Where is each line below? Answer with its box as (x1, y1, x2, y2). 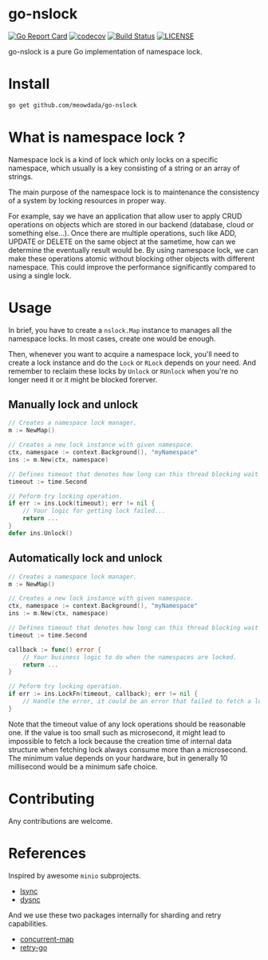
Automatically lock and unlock (8, 551, 163, 565)
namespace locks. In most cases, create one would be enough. (8, 334, 216, 343)
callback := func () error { (8, 646, 102, 654)
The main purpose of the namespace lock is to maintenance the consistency (8, 187, 260, 197)
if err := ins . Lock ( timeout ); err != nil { (8, 499, 156, 508)
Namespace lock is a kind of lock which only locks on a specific (8, 154, 219, 164)
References (8, 844, 86, 862)
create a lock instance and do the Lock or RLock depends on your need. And (8, 358, 257, 367)
